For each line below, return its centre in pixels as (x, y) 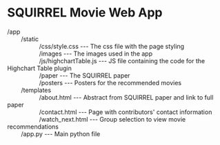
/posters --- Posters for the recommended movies (110, 82)
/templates (36, 90)
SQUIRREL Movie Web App (85, 13)
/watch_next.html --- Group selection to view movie (112, 119)
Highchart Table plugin (40, 68)
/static (30, 38)
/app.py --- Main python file (60, 134)
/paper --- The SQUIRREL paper (84, 75)
